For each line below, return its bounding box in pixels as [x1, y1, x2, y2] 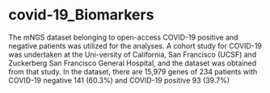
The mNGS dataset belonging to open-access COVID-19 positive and [8, 32, 238, 42]
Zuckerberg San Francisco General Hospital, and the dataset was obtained [8, 58, 257, 68]
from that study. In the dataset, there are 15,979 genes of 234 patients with [8, 66, 258, 76]
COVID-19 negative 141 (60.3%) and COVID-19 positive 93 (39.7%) [8, 75, 230, 85]
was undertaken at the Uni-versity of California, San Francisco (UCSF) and [8, 49, 257, 59]
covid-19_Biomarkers [8, 6, 154, 24]
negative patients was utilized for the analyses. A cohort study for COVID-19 [8, 40, 263, 50]
